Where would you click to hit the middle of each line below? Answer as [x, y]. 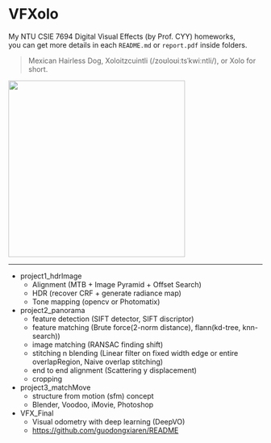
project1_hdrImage [51, 276]
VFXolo [33, 14]
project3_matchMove [55, 387]
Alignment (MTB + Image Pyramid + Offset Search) [117, 284]
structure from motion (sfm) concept [93, 395]
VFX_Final [37, 413]
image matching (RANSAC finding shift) [98, 345]
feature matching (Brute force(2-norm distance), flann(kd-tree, [136, 327]
